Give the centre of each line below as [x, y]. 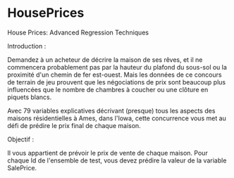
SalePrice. [22, 167]
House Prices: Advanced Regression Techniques [78, 32]
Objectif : [20, 139]
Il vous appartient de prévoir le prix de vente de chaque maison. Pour [107, 153]
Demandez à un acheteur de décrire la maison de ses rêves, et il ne [105, 59]
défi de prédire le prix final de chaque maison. [74, 125]
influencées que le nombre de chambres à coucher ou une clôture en [108, 89]
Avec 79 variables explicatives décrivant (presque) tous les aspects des [111, 110]
